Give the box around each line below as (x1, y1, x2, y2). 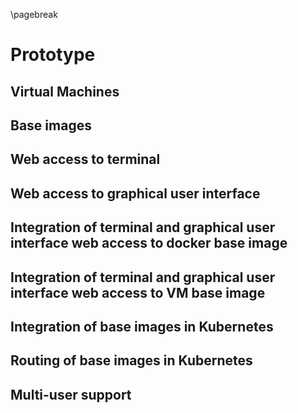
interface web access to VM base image (10, 284, 266, 301)
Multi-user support (10, 386, 132, 403)
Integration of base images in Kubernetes (10, 318, 274, 335)
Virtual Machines (10, 83, 120, 100)
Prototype (10, 44, 96, 66)
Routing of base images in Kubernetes (10, 352, 253, 369)
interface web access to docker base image (10, 235, 288, 252)
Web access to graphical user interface (10, 185, 261, 202)
